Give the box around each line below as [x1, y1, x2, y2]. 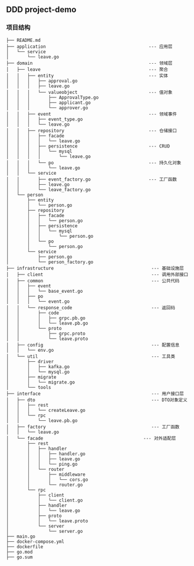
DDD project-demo [6, 5, 77, 15]
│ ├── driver [6, 358, 54, 365]
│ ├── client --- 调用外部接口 [6, 271, 189, 277]
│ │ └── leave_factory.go [6, 187, 91, 192]
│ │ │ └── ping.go [6, 461, 78, 467]
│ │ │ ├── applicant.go [6, 100, 91, 106]
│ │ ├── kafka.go [6, 364, 70, 369]
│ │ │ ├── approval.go [6, 78, 78, 84]
